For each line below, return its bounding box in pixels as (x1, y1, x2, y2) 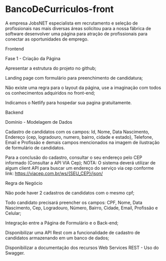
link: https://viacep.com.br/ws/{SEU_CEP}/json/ (5, 170, 103, 176)
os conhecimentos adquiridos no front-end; (5, 90, 95, 96)
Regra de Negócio (5, 180, 43, 186)
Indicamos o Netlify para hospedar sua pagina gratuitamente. (5, 99, 132, 106)
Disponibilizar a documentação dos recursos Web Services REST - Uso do (5, 244, 159, 250)
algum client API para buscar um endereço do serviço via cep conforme (5, 165, 154, 171)
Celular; (5, 210, 22, 216)
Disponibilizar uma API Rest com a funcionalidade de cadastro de (5, 229, 140, 235)
